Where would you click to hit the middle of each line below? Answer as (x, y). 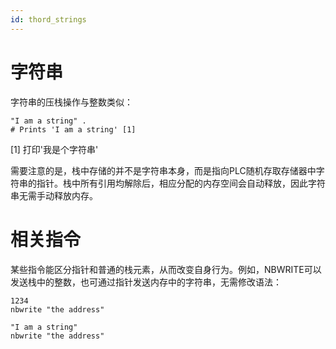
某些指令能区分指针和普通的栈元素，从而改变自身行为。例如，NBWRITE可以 (166, 269)
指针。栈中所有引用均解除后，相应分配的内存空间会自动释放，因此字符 (181, 183)
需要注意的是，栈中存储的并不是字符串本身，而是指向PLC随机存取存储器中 (163, 170)
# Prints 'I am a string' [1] (73, 129)
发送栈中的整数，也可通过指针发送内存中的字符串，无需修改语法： (146, 282)
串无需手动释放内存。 (54, 195)
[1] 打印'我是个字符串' (54, 149)
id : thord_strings (48, 19)
